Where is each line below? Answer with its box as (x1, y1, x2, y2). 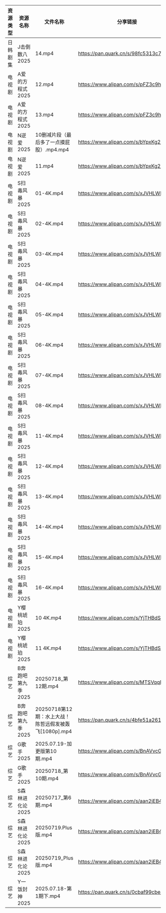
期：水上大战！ (35, 713, 70, 720)
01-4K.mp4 (35, 190, 64, 197)
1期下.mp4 (35, 893, 61, 899)
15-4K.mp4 (35, 554, 64, 560)
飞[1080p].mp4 (35, 728, 72, 735)
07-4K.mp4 (35, 372, 64, 378)
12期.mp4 (35, 683, 59, 690)
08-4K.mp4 (35, 402, 64, 409)
